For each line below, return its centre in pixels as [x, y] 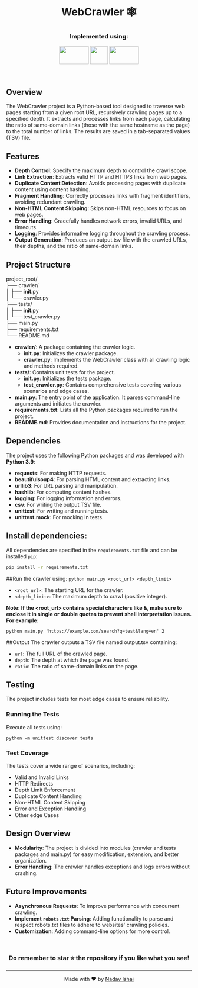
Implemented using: [99, 37]
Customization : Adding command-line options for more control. [92, 931]
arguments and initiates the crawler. [58, 403]
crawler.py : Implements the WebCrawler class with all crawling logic [107, 360]
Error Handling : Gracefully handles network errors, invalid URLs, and [98, 221]
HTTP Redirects [34, 783]
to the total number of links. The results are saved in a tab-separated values [98, 131]
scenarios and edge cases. [56, 391]
